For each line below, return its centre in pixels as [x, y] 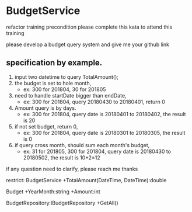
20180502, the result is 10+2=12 [62, 157]
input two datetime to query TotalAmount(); [66, 77]
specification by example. [54, 63]
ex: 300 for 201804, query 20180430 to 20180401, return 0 [94, 102]
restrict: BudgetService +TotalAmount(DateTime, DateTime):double [86, 180]
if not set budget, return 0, [46, 126]
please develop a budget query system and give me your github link [88, 44]
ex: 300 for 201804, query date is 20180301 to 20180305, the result [104, 133]
